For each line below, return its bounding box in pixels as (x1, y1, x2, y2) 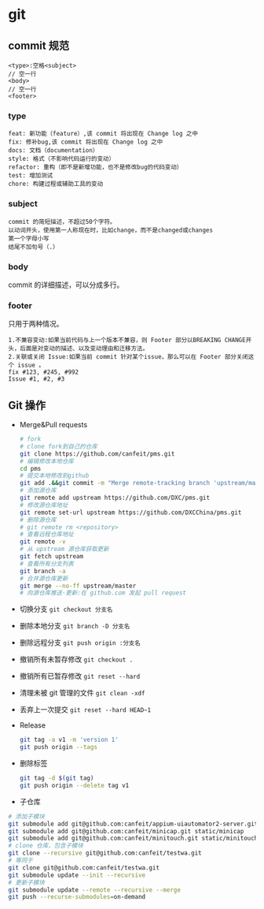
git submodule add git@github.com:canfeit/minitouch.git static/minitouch (8, 834, 258, 843)
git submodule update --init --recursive (8, 871, 146, 879)
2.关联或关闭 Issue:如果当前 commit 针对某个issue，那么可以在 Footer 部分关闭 (8, 353, 249, 361)
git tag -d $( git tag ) (19, 774, 94, 782)
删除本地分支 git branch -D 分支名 (19, 621, 130, 631)
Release (19, 721, 46, 730)
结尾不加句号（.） (8, 243, 59, 251)
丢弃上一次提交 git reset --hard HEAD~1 (19, 705, 152, 714)
